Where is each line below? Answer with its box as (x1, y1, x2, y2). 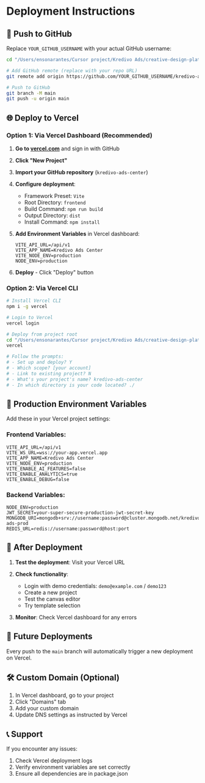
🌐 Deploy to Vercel (6, 112, 79, 123)
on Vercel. (6, 654, 32, 661)
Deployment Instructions (6, 4, 135, 18)
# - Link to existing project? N (6, 370, 92, 377)
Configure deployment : (15, 180, 76, 188)
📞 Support (6, 729, 43, 739)
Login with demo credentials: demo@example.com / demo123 (24, 582, 167, 589)
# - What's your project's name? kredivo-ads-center (6, 376, 143, 383)
